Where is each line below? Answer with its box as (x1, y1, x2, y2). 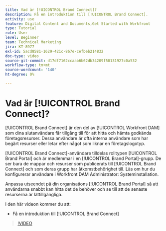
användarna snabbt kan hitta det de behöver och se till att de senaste (5, 186, 148, 192)
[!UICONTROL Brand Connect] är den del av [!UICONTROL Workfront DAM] (5, 125, 160, 131)
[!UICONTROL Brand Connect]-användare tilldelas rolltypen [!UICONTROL (5, 150, 157, 156)
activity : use (5, 16, 35, 21)
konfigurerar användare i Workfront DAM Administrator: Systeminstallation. (5, 171, 159, 177)
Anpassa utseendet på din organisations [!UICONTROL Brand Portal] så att (5, 181, 159, 187)
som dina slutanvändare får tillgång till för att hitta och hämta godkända (5, 130, 152, 136)
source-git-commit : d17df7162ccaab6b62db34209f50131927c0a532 (5, 58, 137, 63)
